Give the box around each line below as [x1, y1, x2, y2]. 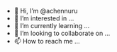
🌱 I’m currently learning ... [13, 22, 90, 30]
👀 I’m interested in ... [13, 14, 74, 22]
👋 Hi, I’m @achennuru [13, 7, 78, 15]
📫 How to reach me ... [13, 37, 80, 45]
